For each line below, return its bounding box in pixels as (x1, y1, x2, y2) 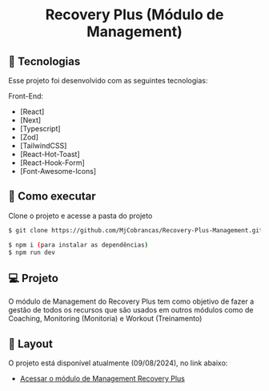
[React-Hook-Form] (19, 158, 86, 167)
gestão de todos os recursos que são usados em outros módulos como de (8, 305, 254, 315)
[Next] (19, 115, 42, 125)
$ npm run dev (8, 248, 56, 256)
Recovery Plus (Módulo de (45, 6, 224, 24)
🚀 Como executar (8, 190, 96, 204)
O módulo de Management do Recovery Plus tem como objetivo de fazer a (8, 296, 255, 306)
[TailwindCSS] (19, 141, 67, 150)
